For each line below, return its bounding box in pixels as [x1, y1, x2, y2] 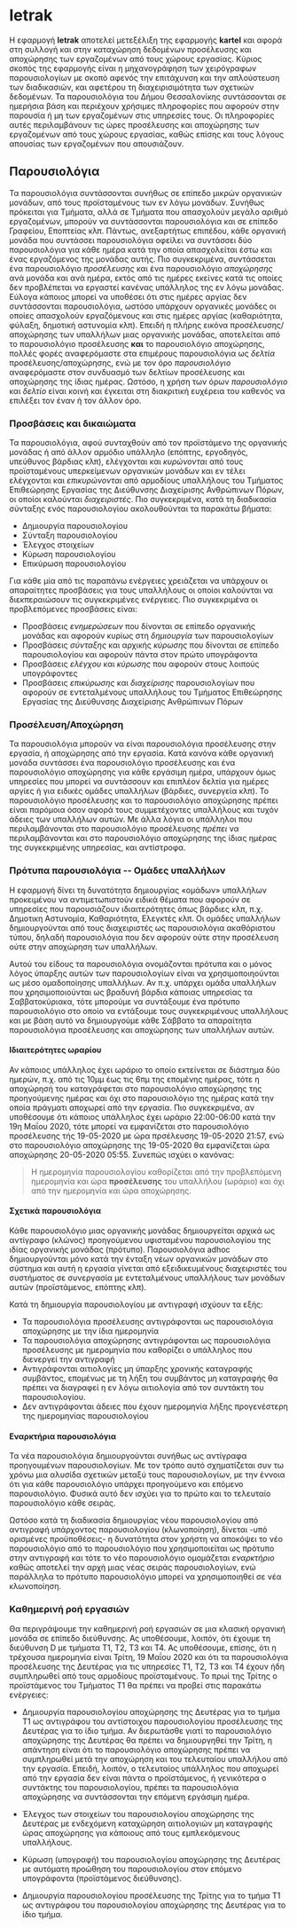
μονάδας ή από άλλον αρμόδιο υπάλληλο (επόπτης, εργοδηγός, [9, 447, 248, 458]
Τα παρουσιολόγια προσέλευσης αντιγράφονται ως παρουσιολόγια [21, 1317, 274, 1327]
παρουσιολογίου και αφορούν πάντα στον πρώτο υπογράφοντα [21, 649, 258, 660]
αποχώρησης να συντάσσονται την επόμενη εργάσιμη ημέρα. [21, 1791, 250, 1802]
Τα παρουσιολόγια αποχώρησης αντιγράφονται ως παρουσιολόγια [21, 1335, 271, 1346]
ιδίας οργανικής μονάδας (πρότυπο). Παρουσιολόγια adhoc [9, 1244, 231, 1255]
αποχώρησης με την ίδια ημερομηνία [21, 1326, 160, 1336]
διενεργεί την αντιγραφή [21, 1354, 115, 1365]
